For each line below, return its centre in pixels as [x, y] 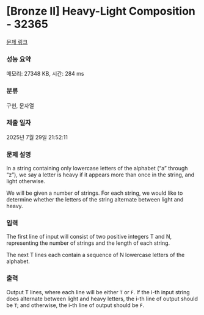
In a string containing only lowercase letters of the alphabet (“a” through [97, 168]
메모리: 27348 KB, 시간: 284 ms [45, 74]
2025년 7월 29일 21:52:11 [37, 137]
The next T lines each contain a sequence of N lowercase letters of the [96, 255]
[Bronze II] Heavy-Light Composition [101, 11]
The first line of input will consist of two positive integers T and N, [89, 237]
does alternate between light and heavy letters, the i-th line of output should [102, 299]
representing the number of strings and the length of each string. [88, 243]
